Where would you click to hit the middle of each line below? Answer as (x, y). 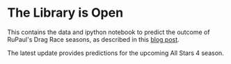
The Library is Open (65, 13)
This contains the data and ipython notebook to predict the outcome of (109, 32)
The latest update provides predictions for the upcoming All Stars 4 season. (115, 53)
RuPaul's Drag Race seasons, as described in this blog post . (93, 39)
